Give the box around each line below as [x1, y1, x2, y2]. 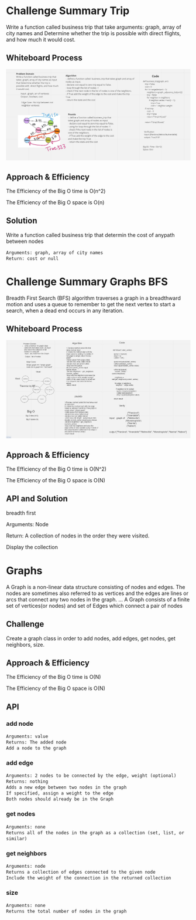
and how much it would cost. [6, 36, 76, 43]
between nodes [6, 238, 44, 245]
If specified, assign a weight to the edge [6, 790, 114, 796]
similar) [6, 836, 27, 841]
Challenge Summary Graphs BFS [6, 275, 169, 289]
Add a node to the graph [6, 745, 67, 752]
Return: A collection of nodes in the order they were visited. [6, 532, 150, 539]
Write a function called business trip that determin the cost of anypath [6, 231, 175, 238]
